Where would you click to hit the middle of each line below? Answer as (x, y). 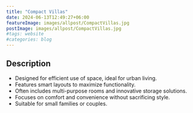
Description (28, 64)
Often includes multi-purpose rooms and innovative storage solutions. (101, 91)
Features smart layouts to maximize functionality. (75, 84)
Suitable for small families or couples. (61, 103)
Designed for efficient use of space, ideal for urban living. (86, 78)
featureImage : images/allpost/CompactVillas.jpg (68, 23)
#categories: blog (29, 39)
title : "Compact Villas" (37, 12)
